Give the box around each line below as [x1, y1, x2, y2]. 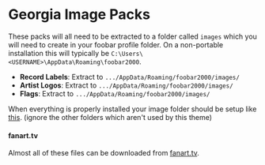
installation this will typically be [8, 48, 109, 58]
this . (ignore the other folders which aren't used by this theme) [8, 112, 212, 122]
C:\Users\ [110, 50, 144, 58]
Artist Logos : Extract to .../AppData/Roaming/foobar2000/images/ [19, 81, 233, 90]
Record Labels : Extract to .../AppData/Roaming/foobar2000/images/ [19, 72, 240, 81]
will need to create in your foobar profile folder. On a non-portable [8, 39, 224, 49]
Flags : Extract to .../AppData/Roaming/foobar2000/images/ [19, 88, 210, 98]
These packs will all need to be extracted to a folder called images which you [8, 32, 257, 41]
